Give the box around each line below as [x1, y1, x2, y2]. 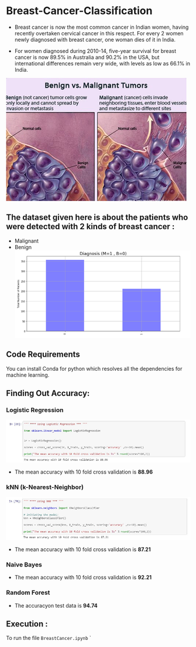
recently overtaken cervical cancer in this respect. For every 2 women [14, 29, 184, 36]
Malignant [14, 237, 39, 244]
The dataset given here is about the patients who [6, 213, 188, 223]
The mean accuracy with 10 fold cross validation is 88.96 [14, 468, 153, 475]
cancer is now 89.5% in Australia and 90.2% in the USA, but [14, 53, 160, 61]
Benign [14, 243, 32, 250]
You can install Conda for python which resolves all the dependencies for [6, 365, 183, 372]
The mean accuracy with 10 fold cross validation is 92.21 [14, 574, 152, 581]
